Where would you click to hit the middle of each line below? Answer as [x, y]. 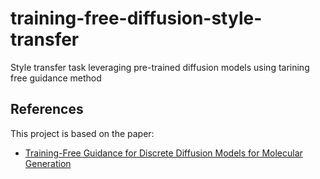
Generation [48, 163]
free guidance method [56, 78]
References [47, 109]
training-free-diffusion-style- [136, 18]
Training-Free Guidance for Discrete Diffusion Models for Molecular [163, 153]
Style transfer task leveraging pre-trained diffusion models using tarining [160, 67]
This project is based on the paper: [82, 133]
